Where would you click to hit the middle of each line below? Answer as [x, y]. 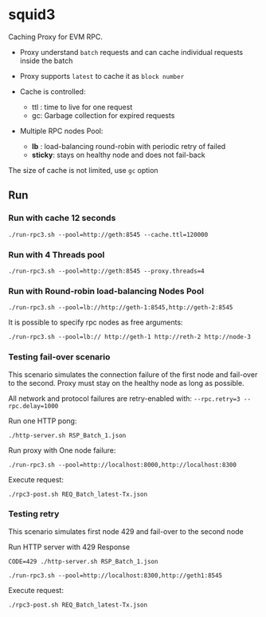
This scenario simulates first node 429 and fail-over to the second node [126, 531]
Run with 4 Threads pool [57, 254]
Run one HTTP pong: [43, 421]
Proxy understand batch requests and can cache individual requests [131, 52]
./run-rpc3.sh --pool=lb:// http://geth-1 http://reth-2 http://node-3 [129, 337]
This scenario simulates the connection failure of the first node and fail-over [133, 374]
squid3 [32, 15]
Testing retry [34, 514]
